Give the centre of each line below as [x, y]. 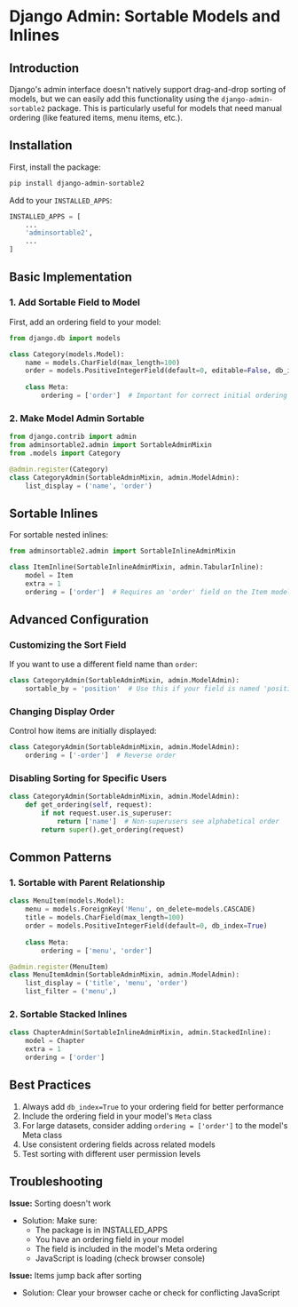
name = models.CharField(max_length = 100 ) [102, 363]
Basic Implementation [71, 277]
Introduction [44, 68]
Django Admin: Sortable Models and [145, 16]
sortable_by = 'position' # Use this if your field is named [142, 689]
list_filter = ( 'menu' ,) [71, 992]
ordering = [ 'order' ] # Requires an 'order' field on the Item [146, 592]
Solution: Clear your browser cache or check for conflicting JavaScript [151, 1292]
